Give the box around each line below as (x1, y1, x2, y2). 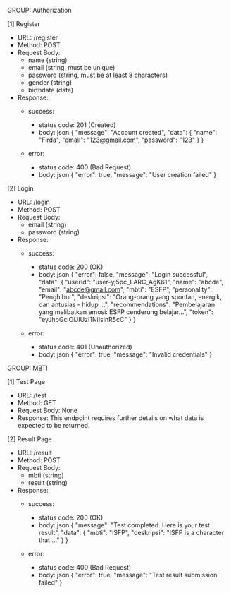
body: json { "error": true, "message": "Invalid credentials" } (38, 350, 213, 359)
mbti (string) (27, 471, 65, 479)
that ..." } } (38, 536, 68, 544)
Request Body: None (17, 406, 78, 414)
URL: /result (17, 448, 53, 457)
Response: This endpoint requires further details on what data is (17, 414, 204, 422)
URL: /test (17, 391, 47, 400)
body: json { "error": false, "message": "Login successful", (38, 270, 208, 278)
